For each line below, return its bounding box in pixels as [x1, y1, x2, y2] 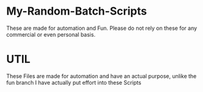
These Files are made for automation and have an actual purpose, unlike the [6, 72, 197, 80]
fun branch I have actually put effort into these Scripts [6, 79, 142, 86]
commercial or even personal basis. [6, 30, 96, 38]
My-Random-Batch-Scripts [6, 4, 147, 18]
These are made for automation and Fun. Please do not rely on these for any [6, 24, 198, 32]
